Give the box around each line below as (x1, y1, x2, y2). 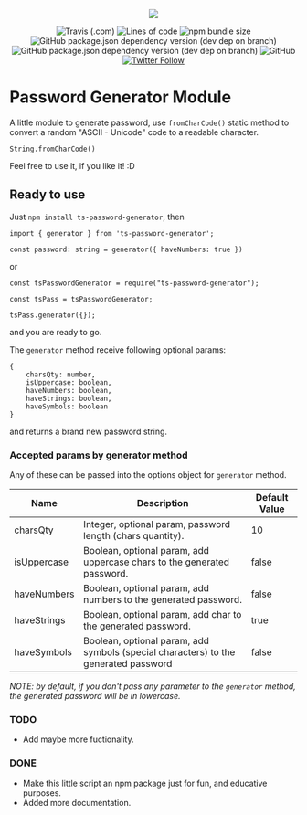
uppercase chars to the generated (83, 556, 230, 568)
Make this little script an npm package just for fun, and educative (22, 778, 268, 789)
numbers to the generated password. (83, 594, 242, 607)
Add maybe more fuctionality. (22, 734, 134, 745)
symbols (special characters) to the (83, 646, 236, 659)
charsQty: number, (26, 370, 96, 379)
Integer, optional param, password (83, 518, 231, 531)
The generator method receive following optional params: (9, 344, 227, 355)
